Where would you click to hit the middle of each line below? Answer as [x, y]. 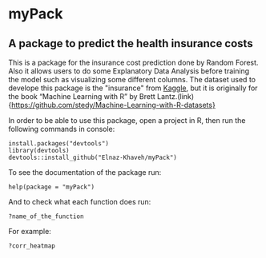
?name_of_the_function [46, 216]
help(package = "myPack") [51, 187]
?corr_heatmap [32, 246]
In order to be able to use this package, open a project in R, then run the [127, 120]
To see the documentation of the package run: [85, 172]
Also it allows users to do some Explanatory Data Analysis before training [129, 71]
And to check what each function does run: [80, 202]
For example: [30, 231]
